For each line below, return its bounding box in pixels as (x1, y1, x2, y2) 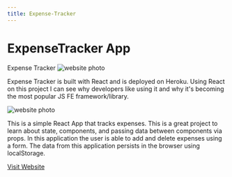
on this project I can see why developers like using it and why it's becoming (7, 85, 224, 93)
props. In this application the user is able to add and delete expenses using (7, 134, 222, 142)
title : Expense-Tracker (7, 10, 77, 17)
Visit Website (7, 162, 45, 171)
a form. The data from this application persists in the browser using (7, 141, 201, 150)
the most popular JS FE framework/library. (7, 92, 129, 100)
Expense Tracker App (7, 40, 131, 56)
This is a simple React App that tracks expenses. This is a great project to (7, 119, 218, 127)
